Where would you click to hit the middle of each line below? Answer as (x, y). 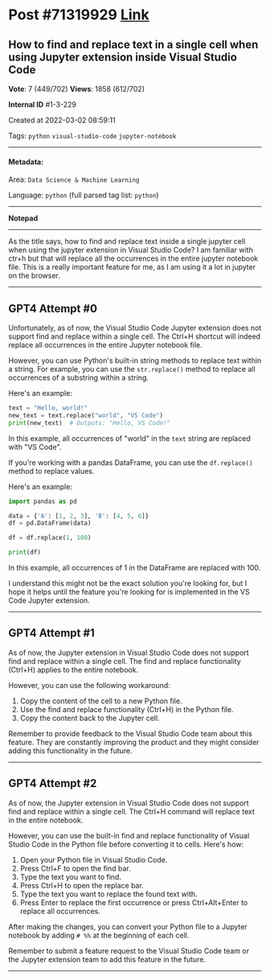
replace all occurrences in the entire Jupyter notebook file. (105, 345)
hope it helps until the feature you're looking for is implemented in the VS (129, 592)
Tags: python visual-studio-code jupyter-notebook (92, 136)
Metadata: (26, 162)
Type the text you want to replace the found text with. (109, 894)
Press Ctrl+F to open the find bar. (75, 868)
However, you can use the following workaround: (89, 685)
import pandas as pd (43, 501)
